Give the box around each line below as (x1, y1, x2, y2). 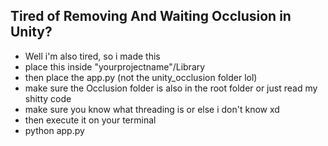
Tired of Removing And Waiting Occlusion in (10, 8, 292, 25)
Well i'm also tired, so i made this (24, 50, 161, 62)
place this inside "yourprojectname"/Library (24, 60, 206, 73)
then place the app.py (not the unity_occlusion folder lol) (24, 71, 258, 83)
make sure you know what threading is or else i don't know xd (24, 103, 280, 115)
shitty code (24, 92, 72, 104)
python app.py (24, 124, 85, 136)
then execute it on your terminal (24, 114, 157, 126)
